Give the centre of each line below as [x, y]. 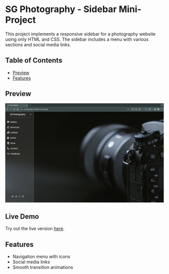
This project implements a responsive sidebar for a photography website [80, 34]
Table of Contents [34, 61]
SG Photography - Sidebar [61, 9]
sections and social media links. [38, 44]
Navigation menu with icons [41, 257]
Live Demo [22, 216]
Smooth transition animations [43, 267]
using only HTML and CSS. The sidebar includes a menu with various [77, 39]
